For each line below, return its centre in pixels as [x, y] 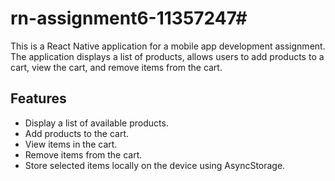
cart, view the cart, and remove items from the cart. [116, 67]
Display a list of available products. [96, 123]
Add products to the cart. [76, 133]
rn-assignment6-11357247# [129, 18]
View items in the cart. [71, 144]
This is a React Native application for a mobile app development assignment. [168, 46]
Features [38, 98]
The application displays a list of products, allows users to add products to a [167, 56]
